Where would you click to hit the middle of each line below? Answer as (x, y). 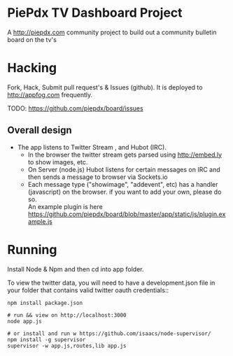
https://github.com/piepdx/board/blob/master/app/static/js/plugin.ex (127, 214)
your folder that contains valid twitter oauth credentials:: (88, 290)
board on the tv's (32, 39)
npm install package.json (45, 303)
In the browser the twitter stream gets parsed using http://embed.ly (125, 155)
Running (32, 249)
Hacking (32, 68)
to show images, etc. (58, 162)
